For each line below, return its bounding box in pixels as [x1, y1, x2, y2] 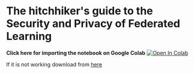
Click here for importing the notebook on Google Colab [6, 49, 146, 56]
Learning [6, 30, 52, 43]
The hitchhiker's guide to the [6, 4, 153, 18]
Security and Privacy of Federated [6, 17, 181, 30]
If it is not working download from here [6, 61, 102, 68]
